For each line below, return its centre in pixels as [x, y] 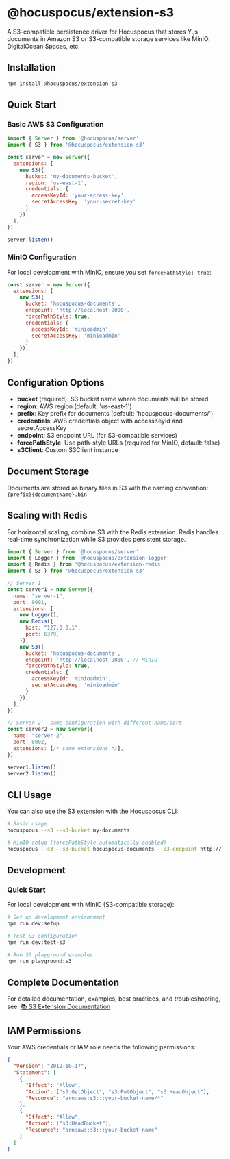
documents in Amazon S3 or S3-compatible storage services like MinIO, [108, 38]
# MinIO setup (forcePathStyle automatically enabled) [87, 843]
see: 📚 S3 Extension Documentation [59, 1007]
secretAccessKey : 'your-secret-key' [84, 202]
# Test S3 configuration [42, 936]
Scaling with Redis [47, 515]
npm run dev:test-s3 [37, 943]
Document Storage [48, 472]
